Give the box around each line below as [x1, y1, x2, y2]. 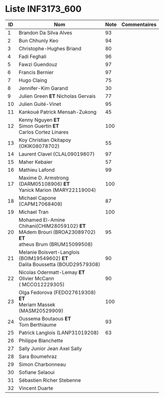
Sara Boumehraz [19, 353, 57, 359]
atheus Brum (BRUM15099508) [19, 240, 93, 247]
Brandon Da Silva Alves [19, 29, 72, 36]
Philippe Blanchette [19, 337, 63, 344]
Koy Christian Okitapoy [19, 137, 72, 143]
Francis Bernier [19, 69, 54, 76]
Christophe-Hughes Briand [19, 45, 82, 52]
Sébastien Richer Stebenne [19, 377, 82, 383]
